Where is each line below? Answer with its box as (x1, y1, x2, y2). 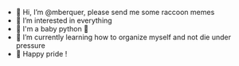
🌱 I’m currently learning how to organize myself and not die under (15, 32, 232, 42)
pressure (15, 41, 45, 50)
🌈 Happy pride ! (15, 49, 68, 58)
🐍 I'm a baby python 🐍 (15, 24, 89, 33)
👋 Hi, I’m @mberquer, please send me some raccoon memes (15, 8, 215, 16)
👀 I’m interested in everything (15, 16, 113, 25)
